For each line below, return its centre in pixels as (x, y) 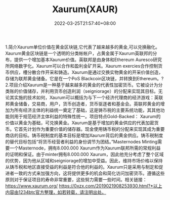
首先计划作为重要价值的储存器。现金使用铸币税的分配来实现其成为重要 (92, 129)
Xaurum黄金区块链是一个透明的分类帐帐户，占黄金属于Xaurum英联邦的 (79, 53)
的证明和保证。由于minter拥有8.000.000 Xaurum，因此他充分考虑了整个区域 (84, 154)
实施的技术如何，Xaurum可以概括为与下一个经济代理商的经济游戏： (84, 97)
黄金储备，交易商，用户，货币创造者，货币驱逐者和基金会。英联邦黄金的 (85, 104)
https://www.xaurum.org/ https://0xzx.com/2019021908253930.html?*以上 (84, 186)
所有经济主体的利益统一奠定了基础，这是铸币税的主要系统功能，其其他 (87, 110)
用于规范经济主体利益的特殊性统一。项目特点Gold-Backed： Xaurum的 (87, 116)
